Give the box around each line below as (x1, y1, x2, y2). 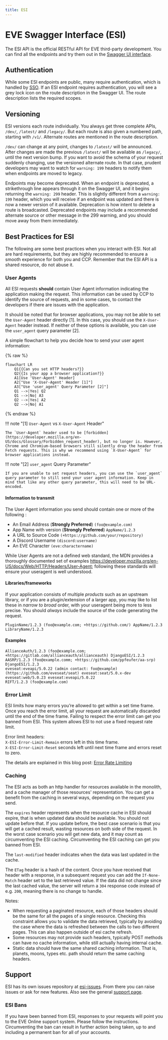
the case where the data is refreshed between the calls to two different (12, 924, 159, 930)
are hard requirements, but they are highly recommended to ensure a (5, 251, 148, 257)
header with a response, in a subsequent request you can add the (5, 872, 141, 878)
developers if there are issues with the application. (5, 302, 109, 308)
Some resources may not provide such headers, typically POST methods (12, 934, 163, 940)
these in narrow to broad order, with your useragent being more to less (5, 602, 152, 608)
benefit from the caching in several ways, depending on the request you (5, 794, 154, 801)
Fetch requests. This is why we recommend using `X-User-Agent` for (5, 448, 151, 453)
